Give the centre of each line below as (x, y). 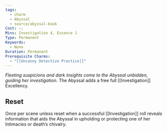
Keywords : (16, 42)
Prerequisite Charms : (28, 56)
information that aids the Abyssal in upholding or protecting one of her (78, 119)
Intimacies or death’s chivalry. (36, 124)
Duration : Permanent (27, 51)
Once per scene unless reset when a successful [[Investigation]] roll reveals (84, 113)
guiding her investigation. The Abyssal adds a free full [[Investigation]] (78, 80)
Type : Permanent (22, 38)
